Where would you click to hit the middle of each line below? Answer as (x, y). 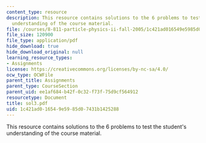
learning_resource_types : (39, 58)
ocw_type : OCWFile (30, 75)
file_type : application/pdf (42, 41)
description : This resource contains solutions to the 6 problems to (97, 18)
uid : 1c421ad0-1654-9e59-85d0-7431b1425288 (63, 109)
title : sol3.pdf (27, 103)
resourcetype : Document (37, 98)
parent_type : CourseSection (42, 87)
